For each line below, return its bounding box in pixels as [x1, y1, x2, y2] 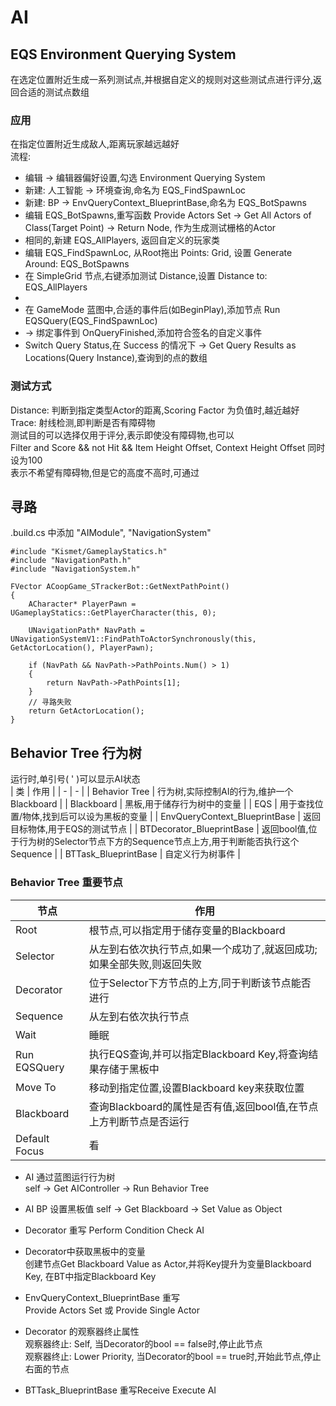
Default [15, 1131, 50, 1145]
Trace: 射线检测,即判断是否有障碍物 [10, 416, 156, 428]
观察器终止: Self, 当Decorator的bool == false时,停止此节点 [24, 1337, 263, 1350]
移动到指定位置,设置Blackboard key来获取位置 [88, 1081, 305, 1095]
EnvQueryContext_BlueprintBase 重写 [24, 1291, 180, 1303]
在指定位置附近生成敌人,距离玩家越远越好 [10, 138, 180, 150]
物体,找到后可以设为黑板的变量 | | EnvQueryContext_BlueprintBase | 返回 [22, 811, 321, 823]
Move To [15, 1080, 57, 1094]
